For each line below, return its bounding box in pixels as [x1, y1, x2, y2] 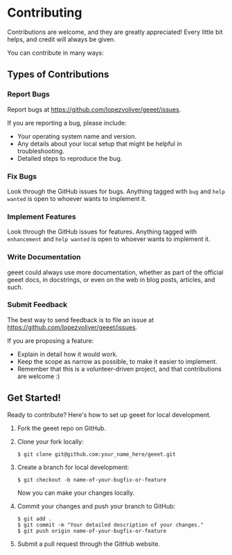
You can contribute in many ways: [7, 49, 104, 57]
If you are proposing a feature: [7, 336, 94, 344]
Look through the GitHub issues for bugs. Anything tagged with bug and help [7, 187, 225, 195]
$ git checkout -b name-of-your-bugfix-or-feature [17, 476, 167, 483]
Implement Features [7, 211, 76, 221]
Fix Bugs [7, 171, 37, 181]
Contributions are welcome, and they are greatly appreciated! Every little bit [7, 28, 223, 36]
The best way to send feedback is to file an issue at [7, 315, 154, 324]
